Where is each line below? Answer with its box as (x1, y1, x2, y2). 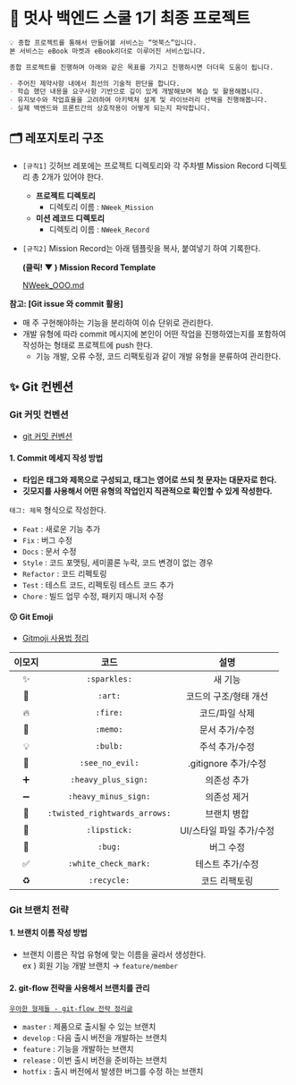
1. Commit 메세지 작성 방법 (9, 453, 104, 463)
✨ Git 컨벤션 (9, 379, 74, 394)
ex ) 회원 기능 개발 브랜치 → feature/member (21, 961, 179, 971)
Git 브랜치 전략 (9, 903, 69, 916)
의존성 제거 (205, 791, 249, 803)
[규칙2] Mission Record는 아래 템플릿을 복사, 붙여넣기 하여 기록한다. (21, 242, 261, 253)
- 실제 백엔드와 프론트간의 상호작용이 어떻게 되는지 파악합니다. (9, 104, 211, 113)
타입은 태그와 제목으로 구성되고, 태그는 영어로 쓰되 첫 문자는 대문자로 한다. (21, 474, 277, 485)
